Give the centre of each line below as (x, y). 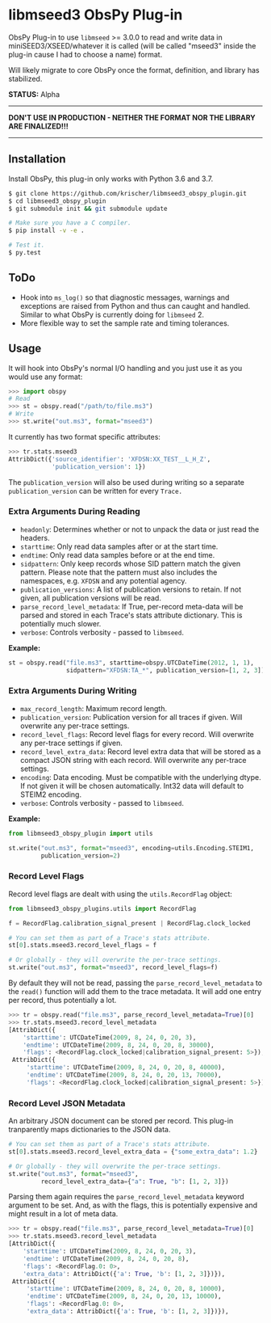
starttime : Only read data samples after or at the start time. (119, 546)
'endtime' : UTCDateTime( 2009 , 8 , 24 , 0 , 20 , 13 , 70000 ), (124, 1075)
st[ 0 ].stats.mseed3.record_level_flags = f (83, 946)
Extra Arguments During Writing (73, 691)
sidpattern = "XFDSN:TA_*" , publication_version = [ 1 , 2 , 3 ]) (165, 670)
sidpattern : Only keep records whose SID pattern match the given (130, 563)
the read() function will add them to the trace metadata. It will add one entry (135, 992)
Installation (37, 159)
